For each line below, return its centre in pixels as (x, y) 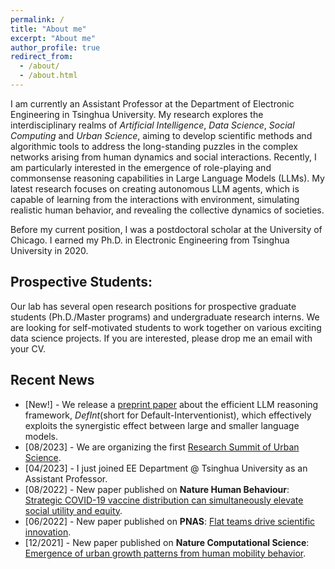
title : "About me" (48, 29)
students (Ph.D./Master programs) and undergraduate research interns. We (165, 317)
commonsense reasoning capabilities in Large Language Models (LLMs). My (167, 178)
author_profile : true (55, 47)
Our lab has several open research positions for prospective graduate (153, 306)
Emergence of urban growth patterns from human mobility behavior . (165, 553)
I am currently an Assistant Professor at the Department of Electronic (152, 103)
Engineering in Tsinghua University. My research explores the (137, 114)
